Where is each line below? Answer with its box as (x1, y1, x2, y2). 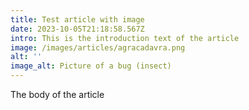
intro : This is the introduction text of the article (10, 33, 240, 43)
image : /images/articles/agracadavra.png (10, 42, 186, 53)
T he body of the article (10, 89, 105, 100)
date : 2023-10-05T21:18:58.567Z (10, 24, 145, 34)
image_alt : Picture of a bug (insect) (10, 61, 172, 71)
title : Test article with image (10, 14, 145, 25)
